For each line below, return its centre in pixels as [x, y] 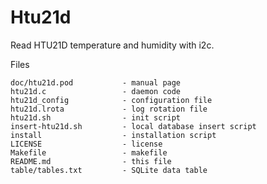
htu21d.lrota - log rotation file [109, 109]
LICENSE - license [86, 144]
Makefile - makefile [89, 152]
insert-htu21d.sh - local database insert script [133, 126]
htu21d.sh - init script [96, 117]
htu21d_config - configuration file [111, 100]
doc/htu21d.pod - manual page [96, 82]
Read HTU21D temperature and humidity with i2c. [112, 45]
